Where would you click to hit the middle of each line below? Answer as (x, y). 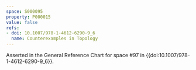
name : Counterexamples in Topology (55, 38)
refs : (13, 28)
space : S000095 (25, 11)
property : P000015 (28, 17)
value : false (22, 22)
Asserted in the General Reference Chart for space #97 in (75, 55)
